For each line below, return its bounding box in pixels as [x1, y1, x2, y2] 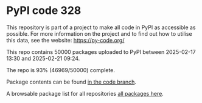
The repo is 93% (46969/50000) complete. [6, 66, 116, 73]
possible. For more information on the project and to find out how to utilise [6, 30, 193, 37]
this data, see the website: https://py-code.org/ [6, 36, 125, 44]
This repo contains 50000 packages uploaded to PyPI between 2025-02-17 [6, 48, 196, 55]
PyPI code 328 [6, 4, 82, 18]
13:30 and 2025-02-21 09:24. [6, 55, 80, 62]
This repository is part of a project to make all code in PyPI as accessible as [6, 24, 196, 31]
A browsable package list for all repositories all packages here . [6, 90, 164, 97]
